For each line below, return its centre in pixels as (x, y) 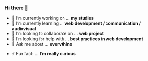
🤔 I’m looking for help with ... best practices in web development (77, 39)
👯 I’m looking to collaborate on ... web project (57, 34)
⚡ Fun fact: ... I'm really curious (44, 54)
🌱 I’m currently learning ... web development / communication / (76, 23)
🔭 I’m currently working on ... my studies (53, 18)
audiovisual (24, 29)
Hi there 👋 (17, 8)
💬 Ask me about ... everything (42, 44)
